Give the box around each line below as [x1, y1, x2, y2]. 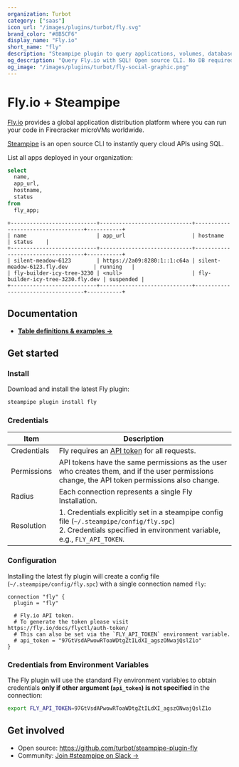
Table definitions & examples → [17, 326, 113, 335]
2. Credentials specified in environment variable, [58, 525, 221, 535]
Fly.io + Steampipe [7, 94, 121, 111]
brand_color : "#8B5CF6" [7, 30, 78, 38]
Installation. [58, 496, 97, 506]
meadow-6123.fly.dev [7, 263, 69, 270]
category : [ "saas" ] [7, 17, 65, 24]
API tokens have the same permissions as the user [58, 457, 228, 467]
